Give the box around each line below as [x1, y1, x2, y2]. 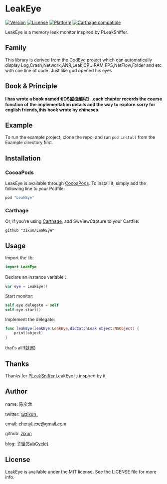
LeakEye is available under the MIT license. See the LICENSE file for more [5, 469, 157, 475]
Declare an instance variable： [5, 274, 68, 280]
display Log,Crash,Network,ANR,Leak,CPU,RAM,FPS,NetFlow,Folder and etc [5, 62, 162, 68]
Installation [5, 154, 41, 162]
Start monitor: [5, 293, 33, 299]
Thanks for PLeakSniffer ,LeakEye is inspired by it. [5, 372, 107, 379]
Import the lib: [5, 255, 34, 261]
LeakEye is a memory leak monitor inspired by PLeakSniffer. [5, 29, 129, 35]
